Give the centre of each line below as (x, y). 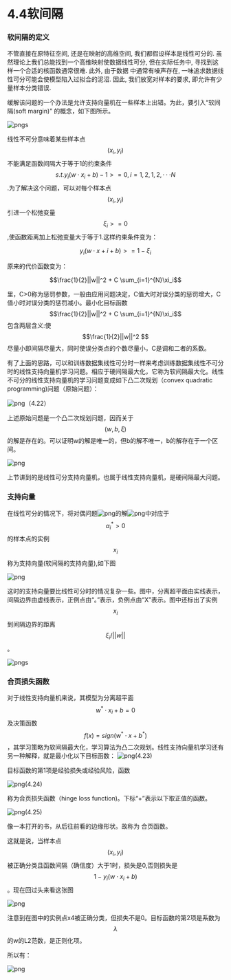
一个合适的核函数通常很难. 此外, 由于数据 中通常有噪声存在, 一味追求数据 (115, 71)
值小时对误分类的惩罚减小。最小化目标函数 (67, 303)
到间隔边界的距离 (31, 624)
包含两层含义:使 (29, 326)
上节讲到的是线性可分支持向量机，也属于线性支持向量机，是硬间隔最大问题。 (115, 477)
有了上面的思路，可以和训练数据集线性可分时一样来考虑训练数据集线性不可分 (115, 363)
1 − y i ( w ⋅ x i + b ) (115, 877)
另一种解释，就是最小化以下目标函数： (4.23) (80, 756)
